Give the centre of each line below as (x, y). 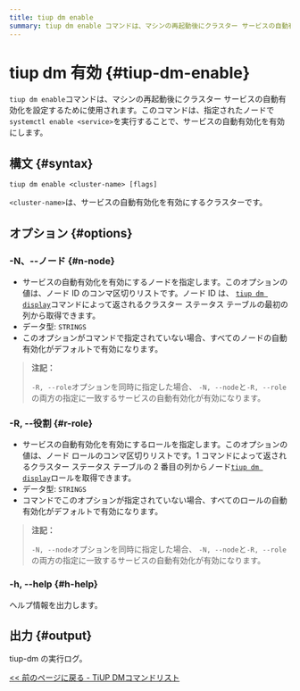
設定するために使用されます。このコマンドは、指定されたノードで (154, 110)
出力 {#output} (50, 635)
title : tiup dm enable (51, 17)
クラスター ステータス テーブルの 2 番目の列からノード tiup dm (145, 467)
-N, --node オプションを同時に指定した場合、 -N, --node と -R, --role (159, 549)
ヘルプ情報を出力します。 (56, 604)
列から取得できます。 (61, 315)
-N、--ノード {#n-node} (62, 261)
